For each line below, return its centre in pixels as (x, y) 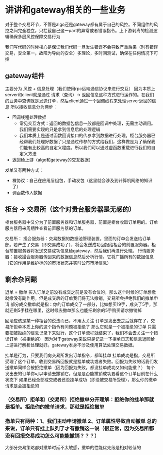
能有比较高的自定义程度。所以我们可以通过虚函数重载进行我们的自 (90, 147)
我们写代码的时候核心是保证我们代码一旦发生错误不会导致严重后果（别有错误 (81, 47)
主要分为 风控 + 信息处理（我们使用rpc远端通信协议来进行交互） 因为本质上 (80, 89)
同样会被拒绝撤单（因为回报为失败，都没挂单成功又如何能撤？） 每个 (86, 367)
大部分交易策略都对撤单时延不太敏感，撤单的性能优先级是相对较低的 (73, 447)
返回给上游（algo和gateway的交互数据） (52, 160)
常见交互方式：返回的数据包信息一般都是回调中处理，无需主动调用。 (87, 123)
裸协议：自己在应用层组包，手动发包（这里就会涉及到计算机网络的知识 (82, 180)
